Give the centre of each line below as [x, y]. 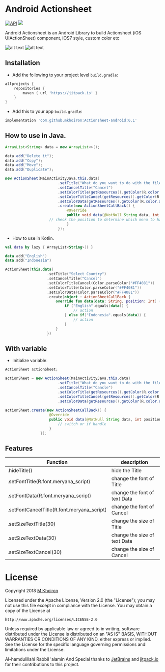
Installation [23, 63]
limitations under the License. [35, 650]
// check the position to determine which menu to [102, 220]
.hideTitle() [20, 471]
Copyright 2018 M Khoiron [32, 591]
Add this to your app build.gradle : [47, 112]
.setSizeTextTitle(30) [31, 524]
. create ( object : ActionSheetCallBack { [89, 297]
